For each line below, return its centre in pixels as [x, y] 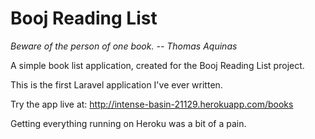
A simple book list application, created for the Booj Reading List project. [157, 65]
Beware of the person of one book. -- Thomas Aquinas [124, 46]
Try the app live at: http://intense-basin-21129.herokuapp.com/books [152, 104]
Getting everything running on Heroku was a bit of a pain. [128, 123]
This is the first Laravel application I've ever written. [116, 84]
